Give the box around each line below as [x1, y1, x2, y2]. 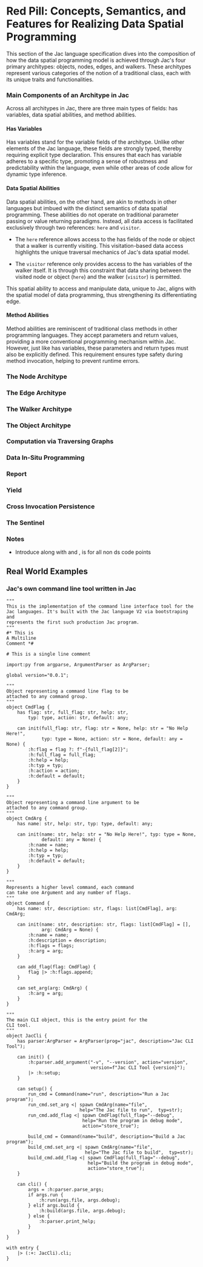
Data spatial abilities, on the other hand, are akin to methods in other [6, 198, 177, 205]
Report [6, 470, 27, 478]
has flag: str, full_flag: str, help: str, [17, 710, 129, 716]
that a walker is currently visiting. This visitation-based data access [15, 242, 184, 249]
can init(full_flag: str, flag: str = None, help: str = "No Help [17, 725, 188, 731]
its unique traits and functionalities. [6, 76, 94, 83]
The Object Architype [6, 421, 72, 430]
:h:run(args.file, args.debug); [38, 1197, 121, 1203]
